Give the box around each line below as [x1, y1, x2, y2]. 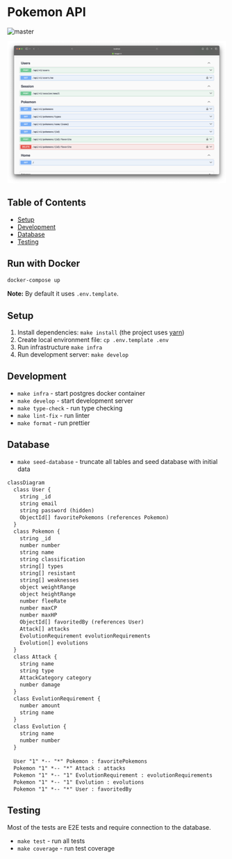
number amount [19, 702, 60, 709]
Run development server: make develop [17, 350, 129, 359]
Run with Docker [7, 257, 81, 269]
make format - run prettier [17, 419, 90, 427]
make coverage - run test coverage [17, 844, 115, 852]
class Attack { [13, 653, 58, 660]
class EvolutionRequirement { [13, 695, 101, 702]
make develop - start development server [17, 396, 133, 405]
